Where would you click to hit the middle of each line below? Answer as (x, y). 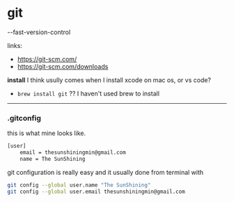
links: (15, 45)
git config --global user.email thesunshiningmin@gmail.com (96, 192)
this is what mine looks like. (46, 133)
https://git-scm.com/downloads (63, 66)
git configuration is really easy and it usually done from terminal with (106, 172)
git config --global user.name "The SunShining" (79, 185)
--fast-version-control (39, 32)
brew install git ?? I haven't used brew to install (88, 93)
